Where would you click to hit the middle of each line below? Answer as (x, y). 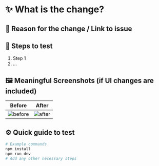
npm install (18, 149)
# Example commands (26, 144)
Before (18, 106)
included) (21, 91)
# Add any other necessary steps (41, 158)
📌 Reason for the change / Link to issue (69, 28)
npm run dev (18, 154)
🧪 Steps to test (29, 46)
